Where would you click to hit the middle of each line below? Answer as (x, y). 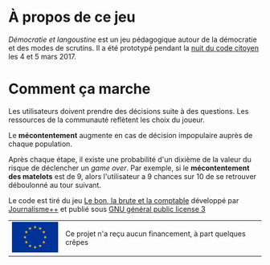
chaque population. (40, 144)
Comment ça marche (80, 89)
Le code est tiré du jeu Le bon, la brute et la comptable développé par (124, 200)
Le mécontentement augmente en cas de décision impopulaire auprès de (131, 135)
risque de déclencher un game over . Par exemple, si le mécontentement (129, 168)
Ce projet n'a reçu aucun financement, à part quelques (156, 234)
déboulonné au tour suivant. (55, 185)
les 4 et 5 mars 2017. (42, 56)
